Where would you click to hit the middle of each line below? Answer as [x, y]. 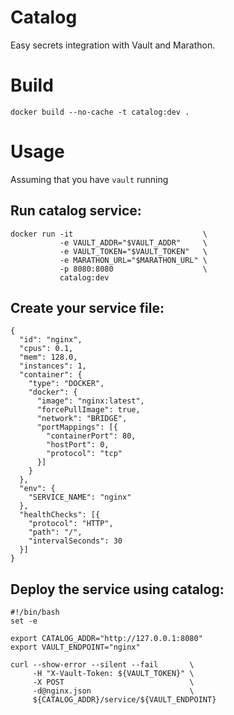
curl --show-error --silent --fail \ [102, 665]
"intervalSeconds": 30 [75, 541]
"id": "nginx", [51, 340]
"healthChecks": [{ [60, 515]
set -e [24, 621]
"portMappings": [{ [77, 427]
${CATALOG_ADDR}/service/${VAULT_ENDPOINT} [124, 700]
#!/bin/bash [35, 612]
